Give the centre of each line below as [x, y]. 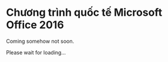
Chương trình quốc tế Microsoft [84, 13]
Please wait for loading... [36, 52]
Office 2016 [35, 25]
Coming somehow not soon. [40, 41]
